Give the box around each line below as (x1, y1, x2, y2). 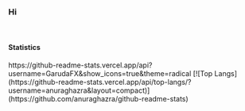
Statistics (8, 42, 41, 52)
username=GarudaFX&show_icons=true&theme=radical (8, 68, 192, 78)
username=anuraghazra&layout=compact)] (8, 86, 150, 95)
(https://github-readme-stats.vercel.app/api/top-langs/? (8, 77, 192, 86)
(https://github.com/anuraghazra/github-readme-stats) (8, 94, 189, 103)
